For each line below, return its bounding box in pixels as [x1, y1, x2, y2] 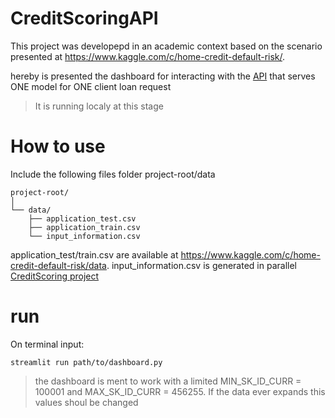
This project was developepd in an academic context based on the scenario [10, 40, 323, 52]
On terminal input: [10, 338, 85, 350]
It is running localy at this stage [34, 100, 164, 112]
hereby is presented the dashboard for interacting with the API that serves [10, 70, 316, 82]
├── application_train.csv [28, 222, 141, 232]
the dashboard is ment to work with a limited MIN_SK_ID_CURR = [34, 375, 302, 387]
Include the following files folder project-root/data [10, 168, 216, 180]
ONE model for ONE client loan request [10, 80, 172, 92]
